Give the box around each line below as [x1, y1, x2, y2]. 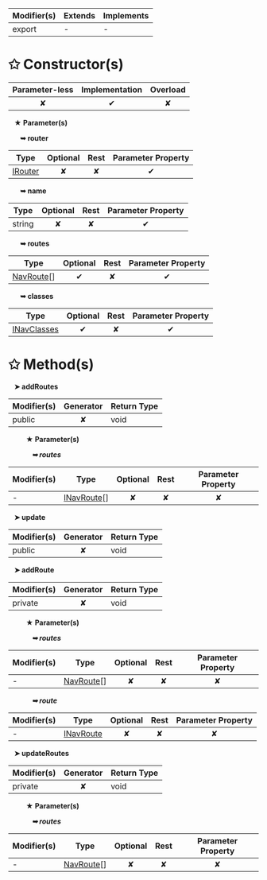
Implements [103, 10, 149, 21]
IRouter [12, 165, 40, 176]
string [12, 218, 34, 229]
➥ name [19, 186, 47, 196]
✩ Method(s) [8, 355, 95, 374]
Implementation [81, 83, 143, 95]
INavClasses [12, 324, 60, 335]
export [12, 24, 37, 34]
